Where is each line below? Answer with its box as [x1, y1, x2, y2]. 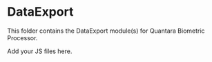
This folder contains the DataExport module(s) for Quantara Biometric [7, 27, 205, 35]
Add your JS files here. [7, 47, 73, 55]
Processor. [7, 33, 38, 42]
